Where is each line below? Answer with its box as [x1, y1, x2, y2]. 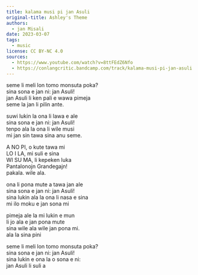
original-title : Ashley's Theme [6, 15, 87, 21]
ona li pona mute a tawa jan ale [6, 181, 83, 188]
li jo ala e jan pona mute [6, 218, 65, 225]
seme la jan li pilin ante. [6, 101, 64, 108]
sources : [6, 54, 28, 60]
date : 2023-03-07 [6, 31, 50, 37]
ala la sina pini [6, 231, 42, 239]
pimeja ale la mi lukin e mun [6, 212, 75, 219]
